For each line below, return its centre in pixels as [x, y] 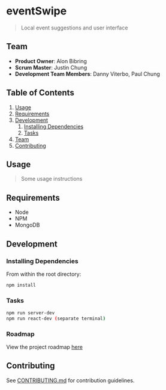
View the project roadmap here [44, 347]
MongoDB [27, 225]
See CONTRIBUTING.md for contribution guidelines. [70, 380]
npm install [21, 285]
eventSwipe [37, 11]
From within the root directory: [44, 274]
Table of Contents [40, 93]
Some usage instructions [52, 179]
